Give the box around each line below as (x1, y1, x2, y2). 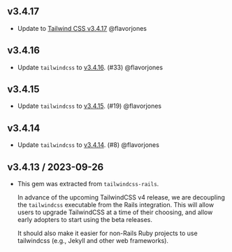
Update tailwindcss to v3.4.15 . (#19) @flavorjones (17, 101, 162, 111)
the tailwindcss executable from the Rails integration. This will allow (17, 201, 215, 209)
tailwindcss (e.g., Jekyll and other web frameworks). (17, 237, 169, 245)
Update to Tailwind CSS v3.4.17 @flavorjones (17, 24, 147, 32)
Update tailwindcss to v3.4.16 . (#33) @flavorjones (17, 63, 163, 71)
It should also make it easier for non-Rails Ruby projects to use (17, 229, 198, 237)
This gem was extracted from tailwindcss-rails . (17, 180, 159, 188)
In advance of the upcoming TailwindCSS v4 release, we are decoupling (17, 193, 225, 202)
